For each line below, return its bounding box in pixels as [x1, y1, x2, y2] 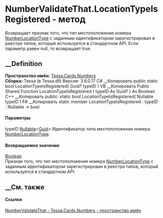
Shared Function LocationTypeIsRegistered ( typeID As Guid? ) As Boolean [5, 88, 155, 94]
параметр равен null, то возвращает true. [5, 45, 92, 51]
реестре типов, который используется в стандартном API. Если [5, 40, 139, 46]
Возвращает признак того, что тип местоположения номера [5, 30, 131, 36]
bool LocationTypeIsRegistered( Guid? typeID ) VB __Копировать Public [5, 83, 150, 89]
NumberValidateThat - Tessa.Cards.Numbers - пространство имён [5, 207, 141, 213]
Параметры [5, 115, 31, 121]
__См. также [5, 183, 45, 191]
